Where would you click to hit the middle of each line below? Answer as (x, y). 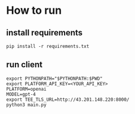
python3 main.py (26, 105)
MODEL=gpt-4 (21, 94)
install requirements (45, 33)
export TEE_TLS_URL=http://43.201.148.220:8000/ (68, 100)
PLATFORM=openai (26, 89)
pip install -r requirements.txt (48, 46)
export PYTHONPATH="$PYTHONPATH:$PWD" (54, 79)
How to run (34, 10)
